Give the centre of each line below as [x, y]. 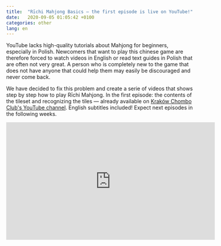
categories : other [29, 23]
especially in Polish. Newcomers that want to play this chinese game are [95, 52]
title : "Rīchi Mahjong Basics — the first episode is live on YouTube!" [100, 12]
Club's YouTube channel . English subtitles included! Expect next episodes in [99, 107]
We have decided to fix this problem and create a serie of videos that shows [99, 89]
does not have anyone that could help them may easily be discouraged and [98, 71]
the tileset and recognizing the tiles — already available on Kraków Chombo [99, 102]
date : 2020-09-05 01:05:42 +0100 [50, 17]
